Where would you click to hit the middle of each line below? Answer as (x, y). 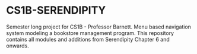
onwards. (18, 46)
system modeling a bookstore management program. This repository (90, 33)
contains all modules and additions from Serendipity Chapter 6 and (88, 39)
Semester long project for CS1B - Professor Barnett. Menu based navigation (99, 27)
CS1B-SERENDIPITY (56, 10)
